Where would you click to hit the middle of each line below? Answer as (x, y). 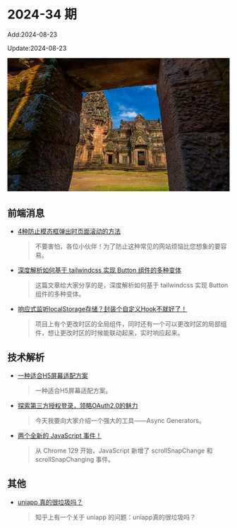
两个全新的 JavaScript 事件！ (60, 436)
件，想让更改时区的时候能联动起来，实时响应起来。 (109, 333)
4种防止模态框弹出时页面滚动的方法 (69, 232)
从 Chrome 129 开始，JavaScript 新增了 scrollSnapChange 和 (124, 450)
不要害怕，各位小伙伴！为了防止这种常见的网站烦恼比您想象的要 (128, 246)
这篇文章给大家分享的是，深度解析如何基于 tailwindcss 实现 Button (132, 285)
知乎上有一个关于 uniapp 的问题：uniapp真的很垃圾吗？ (115, 517)
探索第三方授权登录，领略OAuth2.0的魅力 (78, 405)
